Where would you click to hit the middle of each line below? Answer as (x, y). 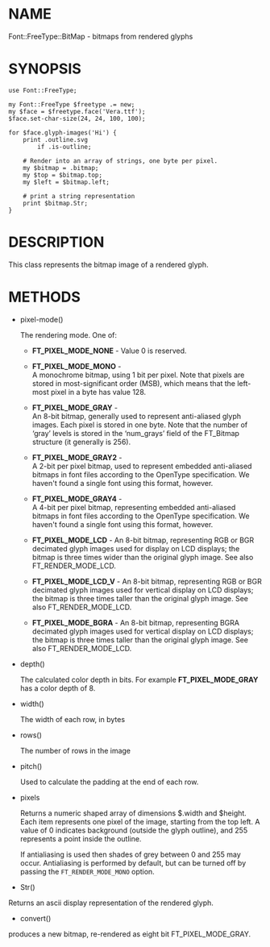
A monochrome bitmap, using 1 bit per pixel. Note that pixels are (138, 375)
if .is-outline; (64, 147)
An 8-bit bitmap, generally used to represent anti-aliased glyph (137, 416)
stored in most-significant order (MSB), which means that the (134, 383)
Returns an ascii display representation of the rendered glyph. (111, 903)
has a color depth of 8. (58, 688)
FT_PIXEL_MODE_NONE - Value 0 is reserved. (109, 351)
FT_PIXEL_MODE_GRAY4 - (77, 498)
